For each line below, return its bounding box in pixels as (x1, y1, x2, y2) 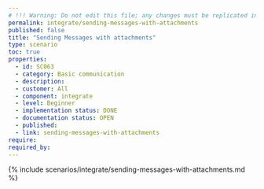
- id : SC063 (15, 63, 55, 71)
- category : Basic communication (15, 70, 125, 78)
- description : (15, 77, 65, 85)
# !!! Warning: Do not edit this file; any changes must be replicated (8, 11, 247, 20)
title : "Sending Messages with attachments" (8, 33, 156, 42)
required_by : (8, 143, 51, 151)
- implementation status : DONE (15, 107, 118, 115)
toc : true (8, 48, 41, 56)
